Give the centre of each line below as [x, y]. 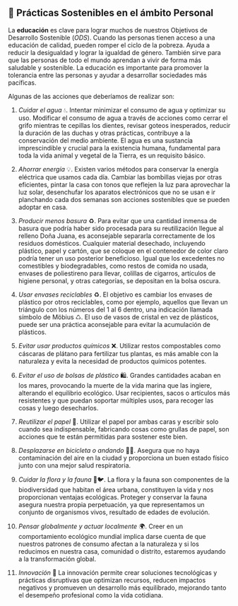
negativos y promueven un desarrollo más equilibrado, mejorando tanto [122, 588]
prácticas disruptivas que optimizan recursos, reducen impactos [112, 580]
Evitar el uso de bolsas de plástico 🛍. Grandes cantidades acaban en [119, 375]
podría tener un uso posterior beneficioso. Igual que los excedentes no [121, 258]
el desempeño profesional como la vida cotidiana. [90, 595]
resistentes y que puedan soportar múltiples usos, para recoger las [116, 400]
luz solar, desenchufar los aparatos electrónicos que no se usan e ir [117, 192]
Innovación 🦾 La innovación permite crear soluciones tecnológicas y [118, 572]
